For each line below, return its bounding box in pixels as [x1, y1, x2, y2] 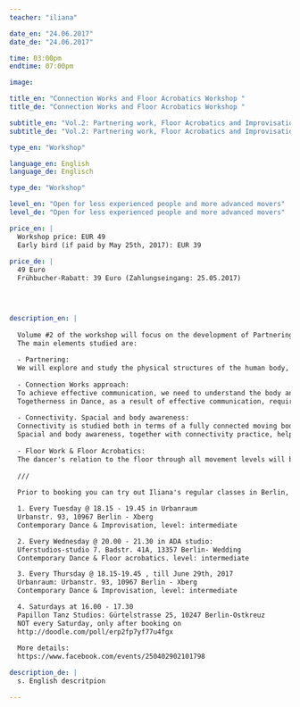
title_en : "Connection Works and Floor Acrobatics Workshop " [9, 95, 246, 104]
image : [9, 78, 34, 87]
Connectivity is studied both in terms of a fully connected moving [17, 421, 278, 431]
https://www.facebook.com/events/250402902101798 [17, 653, 205, 661]
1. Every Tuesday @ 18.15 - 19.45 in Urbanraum [17, 504, 198, 513]
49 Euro [17, 265, 46, 275]
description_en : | [9, 313, 78, 322]
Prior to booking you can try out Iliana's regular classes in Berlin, [17, 488, 290, 497]
